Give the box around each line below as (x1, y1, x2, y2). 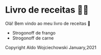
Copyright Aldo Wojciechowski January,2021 (5, 44, 97, 50)
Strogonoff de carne (12, 35, 54, 41)
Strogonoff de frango (12, 30, 56, 36)
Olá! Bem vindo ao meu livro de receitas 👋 (5, 20, 91, 26)
